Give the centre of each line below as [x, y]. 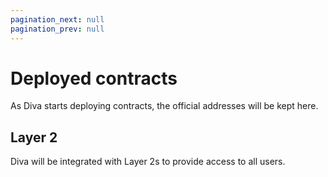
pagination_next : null [57, 19]
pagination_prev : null [57, 29]
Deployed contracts [94, 78]
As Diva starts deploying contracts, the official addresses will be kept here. [164, 106]
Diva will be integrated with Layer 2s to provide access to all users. [148, 162]
